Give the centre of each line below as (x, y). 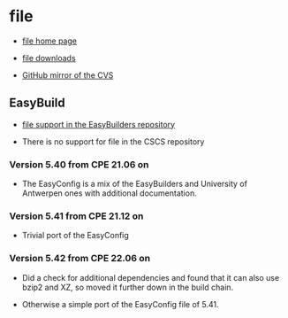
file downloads (49, 58)
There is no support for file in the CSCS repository (113, 141)
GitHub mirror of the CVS (68, 75)
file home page (49, 41)
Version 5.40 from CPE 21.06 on (79, 164)
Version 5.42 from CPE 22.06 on (80, 259)
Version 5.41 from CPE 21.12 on (76, 216)
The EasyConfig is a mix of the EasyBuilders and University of (134, 184)
